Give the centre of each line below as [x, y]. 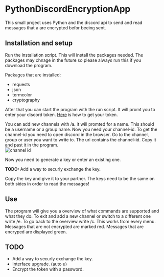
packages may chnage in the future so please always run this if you [73, 60]
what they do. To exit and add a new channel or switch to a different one [78, 216]
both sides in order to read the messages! [47, 184]
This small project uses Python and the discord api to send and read [74, 23]
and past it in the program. [32, 145]
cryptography [26, 100]
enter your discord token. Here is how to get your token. [62, 115]
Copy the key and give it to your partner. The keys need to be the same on [80, 178]
